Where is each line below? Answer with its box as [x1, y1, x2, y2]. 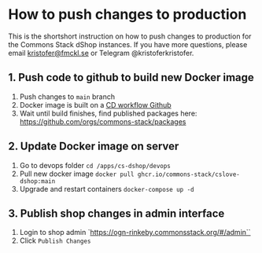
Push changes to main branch [19, 92, 116, 101]
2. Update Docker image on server [8, 140, 179, 153]
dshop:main [19, 177, 56, 185]
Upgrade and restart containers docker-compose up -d [19, 184, 194, 193]
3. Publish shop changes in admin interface [8, 207, 225, 220]
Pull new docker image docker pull [19, 169, 135, 178]
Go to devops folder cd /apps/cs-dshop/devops [19, 160, 172, 170]
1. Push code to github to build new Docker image [8, 71, 254, 84]
